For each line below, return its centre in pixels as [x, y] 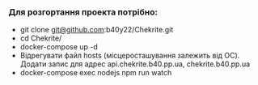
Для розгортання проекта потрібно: [83, 12]
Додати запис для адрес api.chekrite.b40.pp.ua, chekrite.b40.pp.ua [135, 64]
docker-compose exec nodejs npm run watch [96, 73]
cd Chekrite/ [41, 38]
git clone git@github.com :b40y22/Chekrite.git [97, 30]
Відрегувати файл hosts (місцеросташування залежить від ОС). [130, 56]
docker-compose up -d [59, 47]
